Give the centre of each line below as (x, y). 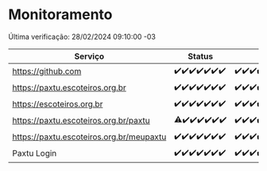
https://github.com (47, 72)
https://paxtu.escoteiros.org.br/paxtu (81, 121)
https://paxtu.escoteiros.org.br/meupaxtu (89, 137)
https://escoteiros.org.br (58, 104)
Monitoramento (60, 15)
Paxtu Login (35, 154)
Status (200, 56)
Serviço (89, 56)
